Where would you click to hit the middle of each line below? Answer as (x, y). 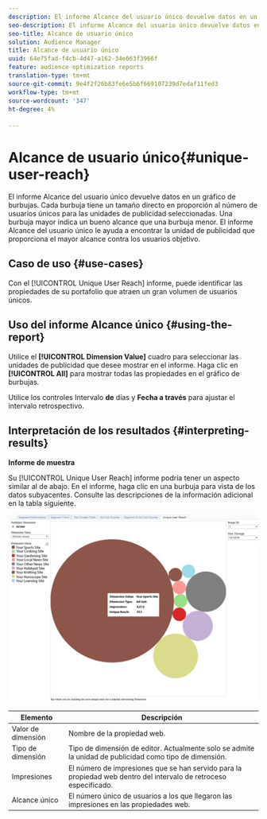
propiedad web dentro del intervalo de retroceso (148, 776)
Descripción (162, 717)
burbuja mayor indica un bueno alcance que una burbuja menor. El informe (131, 222)
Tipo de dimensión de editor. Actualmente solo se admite (162, 748)
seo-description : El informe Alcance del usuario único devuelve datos (129, 25)
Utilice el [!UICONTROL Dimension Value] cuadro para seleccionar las (124, 356)
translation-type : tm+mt (49, 76)
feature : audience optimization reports (76, 68)
